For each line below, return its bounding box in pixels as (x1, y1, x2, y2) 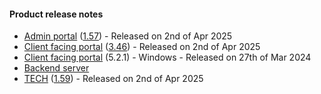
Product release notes (9, 8, 104, 20)
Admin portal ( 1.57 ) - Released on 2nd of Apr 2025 (23, 30, 233, 42)
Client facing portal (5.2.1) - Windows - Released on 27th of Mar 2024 (23, 51, 312, 64)
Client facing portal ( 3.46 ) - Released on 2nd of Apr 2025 (23, 41, 261, 53)
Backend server (23, 62, 90, 74)
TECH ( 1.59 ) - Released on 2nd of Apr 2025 (23, 73, 204, 85)
